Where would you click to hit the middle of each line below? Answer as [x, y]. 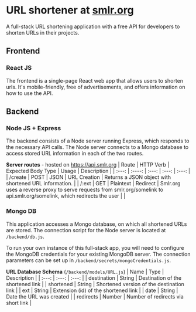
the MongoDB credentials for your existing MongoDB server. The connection [98, 254]
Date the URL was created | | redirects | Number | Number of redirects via [95, 296]
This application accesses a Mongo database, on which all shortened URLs [97, 224]
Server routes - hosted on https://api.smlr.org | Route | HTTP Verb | [88, 165]
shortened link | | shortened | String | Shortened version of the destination [95, 284]
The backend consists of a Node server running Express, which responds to [98, 141]
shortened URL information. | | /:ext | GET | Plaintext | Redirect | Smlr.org [93, 184]
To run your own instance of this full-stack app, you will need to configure [95, 247]
